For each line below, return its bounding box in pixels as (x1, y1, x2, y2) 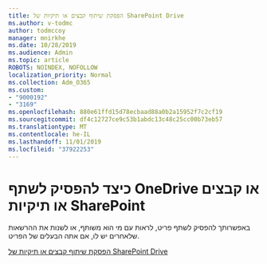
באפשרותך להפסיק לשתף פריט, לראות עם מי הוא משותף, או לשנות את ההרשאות (8, 223, 251, 232)
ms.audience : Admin (8, 49, 73, 57)
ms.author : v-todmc (8, 19, 73, 27)
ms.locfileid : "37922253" (8, 145, 94, 153)
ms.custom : (8, 85, 45, 94)
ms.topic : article (8, 57, 69, 65)
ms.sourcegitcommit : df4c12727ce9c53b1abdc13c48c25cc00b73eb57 (8, 116, 223, 124)
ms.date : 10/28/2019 (8, 41, 77, 49)
